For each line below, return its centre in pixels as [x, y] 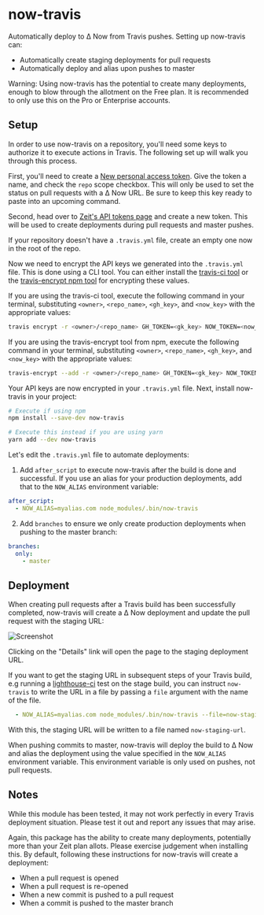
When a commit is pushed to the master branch [97, 902]
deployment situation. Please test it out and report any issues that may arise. [132, 822]
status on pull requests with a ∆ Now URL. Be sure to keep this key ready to [130, 193]
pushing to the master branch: [68, 532]
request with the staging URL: [56, 621]
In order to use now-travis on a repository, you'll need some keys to [117, 144]
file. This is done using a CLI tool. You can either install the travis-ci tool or [128, 272]
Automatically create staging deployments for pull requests [115, 60]
